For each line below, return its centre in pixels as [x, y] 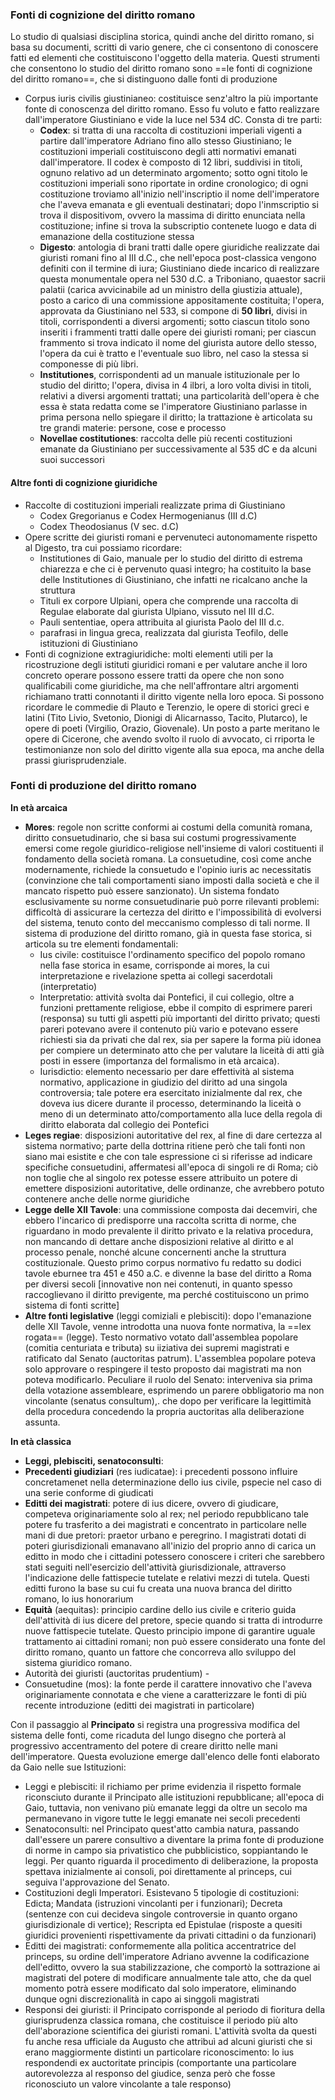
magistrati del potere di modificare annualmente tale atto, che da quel [168, 1977]
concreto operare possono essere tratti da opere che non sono [154, 675]
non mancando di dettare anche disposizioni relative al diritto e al [159, 1241]
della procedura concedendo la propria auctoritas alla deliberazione [164, 1411]
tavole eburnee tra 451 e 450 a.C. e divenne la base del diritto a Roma [168, 1273]
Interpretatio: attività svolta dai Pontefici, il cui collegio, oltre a [167, 997]
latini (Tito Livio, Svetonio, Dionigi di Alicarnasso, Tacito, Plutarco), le [166, 717]
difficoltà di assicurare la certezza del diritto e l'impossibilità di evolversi [173, 912]
